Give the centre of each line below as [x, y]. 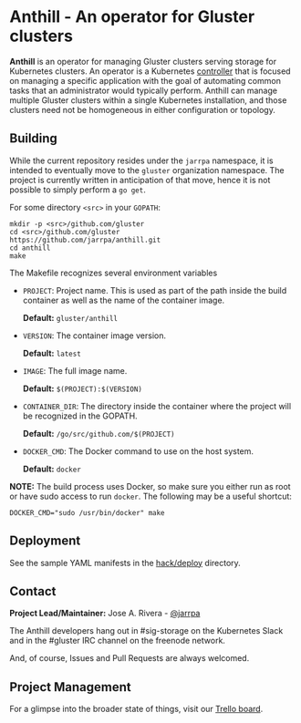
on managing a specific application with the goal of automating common [145, 80]
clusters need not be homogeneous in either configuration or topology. [142, 109]
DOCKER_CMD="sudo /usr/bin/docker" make [88, 512]
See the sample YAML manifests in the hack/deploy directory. [125, 563]
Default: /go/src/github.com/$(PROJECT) [99, 433]
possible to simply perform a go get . [78, 190]
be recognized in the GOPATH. [80, 416]
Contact [33, 591]
